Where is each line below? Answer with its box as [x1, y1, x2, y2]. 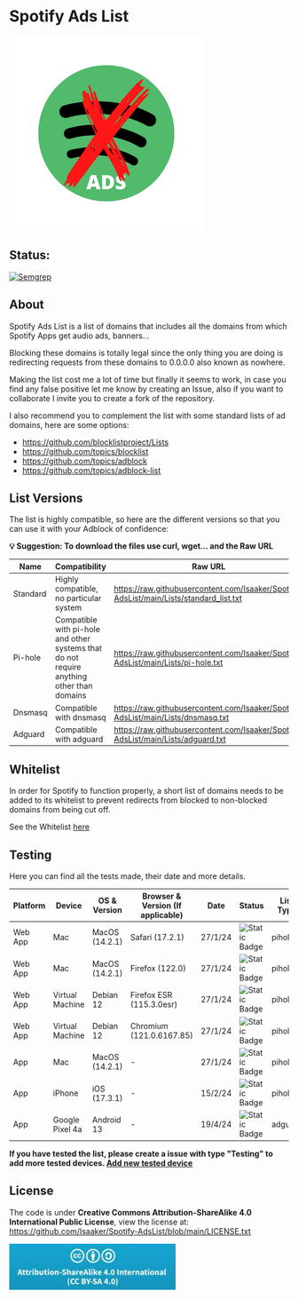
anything [54, 671, 87, 682]
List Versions [9, 490, 83, 505]
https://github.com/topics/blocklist [21, 446, 149, 456]
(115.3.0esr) [129, 999, 178, 1010]
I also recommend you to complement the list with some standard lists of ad [9, 410, 286, 421]
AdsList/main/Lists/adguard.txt [114, 733, 226, 744]
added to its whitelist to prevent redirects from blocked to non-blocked [9, 795, 268, 805]
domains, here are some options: [9, 419, 129, 430]
